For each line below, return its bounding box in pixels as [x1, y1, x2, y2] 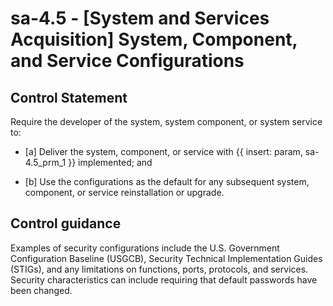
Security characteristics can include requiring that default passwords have [10, 273, 318, 286]
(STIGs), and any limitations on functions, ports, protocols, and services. [10, 263, 309, 275]
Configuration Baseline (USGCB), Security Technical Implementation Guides [10, 252, 323, 264]
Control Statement [10, 89, 128, 106]
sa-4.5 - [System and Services [10, 7, 270, 30]
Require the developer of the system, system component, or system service [10, 116, 323, 127]
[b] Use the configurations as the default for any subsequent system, [24, 176, 310, 187]
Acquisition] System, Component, [10, 28, 298, 51]
